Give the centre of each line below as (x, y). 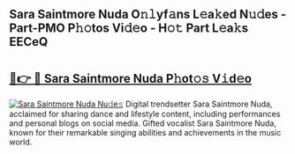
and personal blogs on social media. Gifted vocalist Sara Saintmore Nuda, (143, 123)
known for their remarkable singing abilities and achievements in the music (145, 132)
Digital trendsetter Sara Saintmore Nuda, (199, 104)
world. (21, 142)
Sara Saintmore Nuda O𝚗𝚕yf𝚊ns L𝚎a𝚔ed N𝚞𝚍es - (148, 15)
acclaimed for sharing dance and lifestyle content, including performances (145, 114)
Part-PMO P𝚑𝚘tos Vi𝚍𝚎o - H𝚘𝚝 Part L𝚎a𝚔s (129, 29)
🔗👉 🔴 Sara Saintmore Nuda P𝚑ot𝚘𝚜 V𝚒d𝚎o (130, 78)
